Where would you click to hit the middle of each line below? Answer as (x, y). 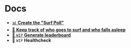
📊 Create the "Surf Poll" (38, 22)
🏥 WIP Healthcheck (31, 40)
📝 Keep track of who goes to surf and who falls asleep (68, 30)
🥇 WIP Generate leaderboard (41, 35)
